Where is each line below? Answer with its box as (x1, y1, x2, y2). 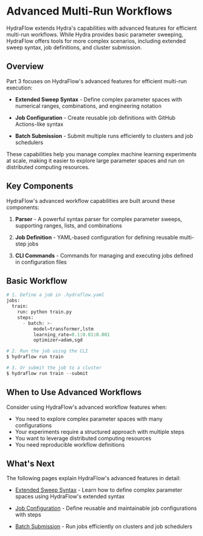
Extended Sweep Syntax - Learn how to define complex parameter (15, 486, 182, 493)
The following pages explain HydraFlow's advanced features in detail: (6, 475, 181, 482)
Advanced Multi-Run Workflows (6, 4, 173, 18)
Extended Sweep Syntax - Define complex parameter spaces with (15, 95, 182, 103)
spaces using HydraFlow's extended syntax (15, 493, 125, 500)
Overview (6, 61, 44, 72)
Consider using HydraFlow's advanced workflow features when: (6, 403, 167, 411)
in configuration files (15, 258, 67, 266)
